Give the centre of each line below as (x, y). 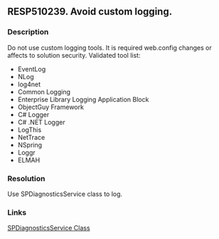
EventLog (32, 69)
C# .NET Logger (41, 122)
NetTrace (31, 137)
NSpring (30, 145)
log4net (29, 84)
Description (28, 32)
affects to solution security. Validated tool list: (74, 55)
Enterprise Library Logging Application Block (83, 99)
